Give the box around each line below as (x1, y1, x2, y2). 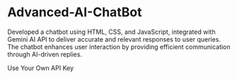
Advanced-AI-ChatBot (7, 4, 142, 20)
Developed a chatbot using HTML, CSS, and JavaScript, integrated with (7, 28, 216, 36)
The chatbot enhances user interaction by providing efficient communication (7, 42, 231, 51)
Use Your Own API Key (7, 63, 74, 72)
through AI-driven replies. (7, 50, 83, 59)
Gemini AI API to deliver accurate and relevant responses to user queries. (7, 35, 221, 43)
